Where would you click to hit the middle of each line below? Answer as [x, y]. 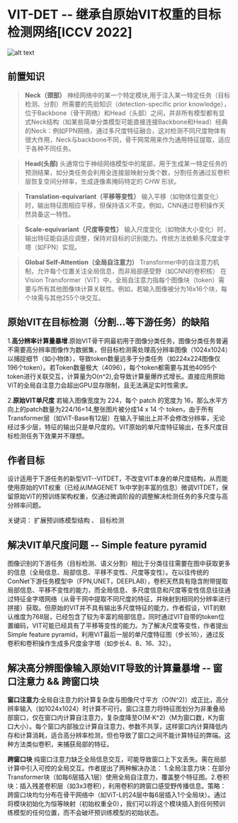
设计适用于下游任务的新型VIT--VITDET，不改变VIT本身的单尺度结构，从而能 [118, 479]
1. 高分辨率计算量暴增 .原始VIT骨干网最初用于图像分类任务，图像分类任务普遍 [118, 340]
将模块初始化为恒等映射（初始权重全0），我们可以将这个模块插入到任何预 [113, 803]
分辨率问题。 [26, 505]
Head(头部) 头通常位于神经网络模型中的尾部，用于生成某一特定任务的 [126, 163]
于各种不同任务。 [50, 148]
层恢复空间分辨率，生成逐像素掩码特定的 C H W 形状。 [102, 181]
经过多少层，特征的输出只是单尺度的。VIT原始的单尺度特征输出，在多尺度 [115, 426]
